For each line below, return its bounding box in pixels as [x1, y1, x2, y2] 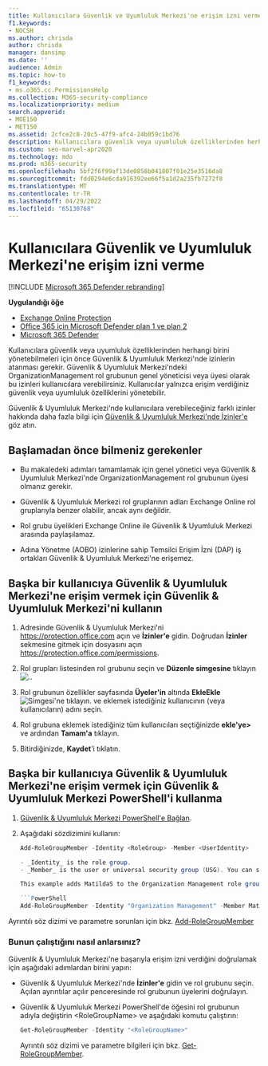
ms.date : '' [8, 57, 48, 65]
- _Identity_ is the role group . [19, 859, 132, 867]
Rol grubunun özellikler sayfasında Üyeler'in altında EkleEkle [19, 687, 221, 697]
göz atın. [8, 420, 37, 430]
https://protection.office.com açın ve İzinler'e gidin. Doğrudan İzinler [19, 631, 247, 641]
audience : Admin [8, 64, 62, 72]
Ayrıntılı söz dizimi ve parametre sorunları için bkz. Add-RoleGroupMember [8, 917, 254, 926]
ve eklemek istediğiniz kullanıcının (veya [93, 696, 226, 705]
